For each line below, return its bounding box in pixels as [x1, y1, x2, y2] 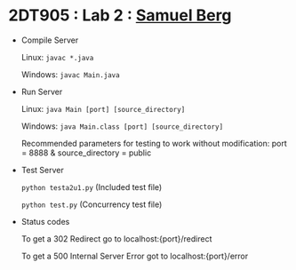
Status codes [20, 216, 70, 226]
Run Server [20, 86, 63, 97]
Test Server [20, 164, 64, 175]
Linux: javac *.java [20, 52, 94, 62]
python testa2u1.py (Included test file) [20, 181, 163, 192]
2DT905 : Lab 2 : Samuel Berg [8, 5, 232, 26]
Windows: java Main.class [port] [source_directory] [20, 121, 224, 131]
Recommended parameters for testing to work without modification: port [20, 138, 288, 148]
